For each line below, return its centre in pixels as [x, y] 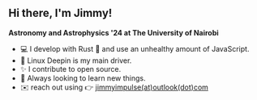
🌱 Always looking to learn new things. [83, 78]
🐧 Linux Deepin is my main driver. [76, 60]
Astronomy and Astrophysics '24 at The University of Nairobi [114, 32]
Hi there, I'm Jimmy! [60, 13]
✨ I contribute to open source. [71, 69]
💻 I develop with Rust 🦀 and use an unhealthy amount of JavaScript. [135, 48]
